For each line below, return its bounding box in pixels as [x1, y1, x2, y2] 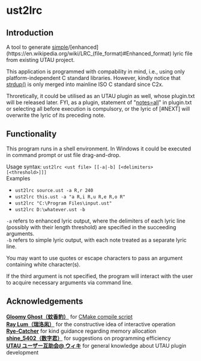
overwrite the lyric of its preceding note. [6, 112, 106, 119]
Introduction [6, 28, 54, 38]
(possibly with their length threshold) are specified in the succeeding [6, 223, 176, 230]
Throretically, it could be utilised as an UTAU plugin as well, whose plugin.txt [6, 93, 195, 99]
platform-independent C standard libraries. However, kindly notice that [6, 75, 181, 81]
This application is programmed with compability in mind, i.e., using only [6, 68, 185, 75]
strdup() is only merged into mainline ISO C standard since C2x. [6, 81, 164, 88]
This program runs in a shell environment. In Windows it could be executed [6, 145, 191, 152]
